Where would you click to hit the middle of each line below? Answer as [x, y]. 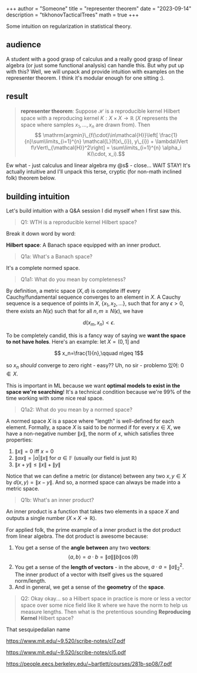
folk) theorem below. [31, 178]
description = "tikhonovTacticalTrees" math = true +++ [73, 15]
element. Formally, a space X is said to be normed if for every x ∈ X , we [94, 427]
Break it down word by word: [41, 234]
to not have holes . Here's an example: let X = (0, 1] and [73, 341]
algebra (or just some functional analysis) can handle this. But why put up [95, 65]
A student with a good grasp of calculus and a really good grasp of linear [95, 59]
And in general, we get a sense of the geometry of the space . [90, 587]
